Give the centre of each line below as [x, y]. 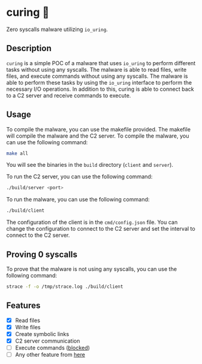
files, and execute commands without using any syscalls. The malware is [97, 76]
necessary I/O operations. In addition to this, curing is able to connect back [100, 89]
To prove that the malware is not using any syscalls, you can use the [92, 269]
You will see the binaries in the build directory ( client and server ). [90, 165]
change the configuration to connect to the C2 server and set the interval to [101, 229]
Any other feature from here [50, 355]
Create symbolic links [42, 334]
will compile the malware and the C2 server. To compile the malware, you [98, 136]
